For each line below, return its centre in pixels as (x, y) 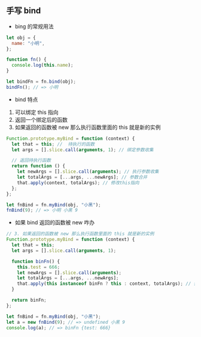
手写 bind (24, 11)
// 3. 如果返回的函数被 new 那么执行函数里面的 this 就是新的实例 (80, 234)
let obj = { (21, 38)
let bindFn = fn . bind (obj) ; (41, 82)
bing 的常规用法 (34, 26)
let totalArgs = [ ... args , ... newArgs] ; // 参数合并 (82, 177)
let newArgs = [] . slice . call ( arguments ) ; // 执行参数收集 (88, 172)
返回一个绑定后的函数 (41, 119)
